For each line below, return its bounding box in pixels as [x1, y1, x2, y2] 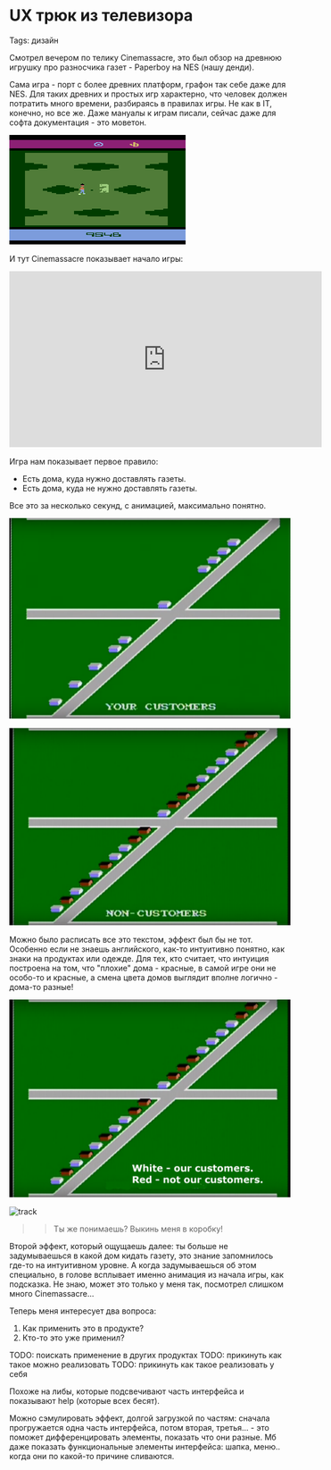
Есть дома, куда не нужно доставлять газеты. [21, 483, 198, 493]
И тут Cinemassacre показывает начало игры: [9, 253, 184, 264]
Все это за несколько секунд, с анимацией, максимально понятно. [9, 500, 267, 510]
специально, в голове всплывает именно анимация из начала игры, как [9, 1269, 284, 1280]
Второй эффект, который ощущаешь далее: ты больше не [9, 1240, 229, 1251]
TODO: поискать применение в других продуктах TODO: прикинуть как [9, 1349, 283, 1360]
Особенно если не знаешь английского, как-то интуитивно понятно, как [9, 944, 285, 954]
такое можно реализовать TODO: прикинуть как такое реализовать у [9, 1359, 275, 1370]
